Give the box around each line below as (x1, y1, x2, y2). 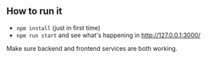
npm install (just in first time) (16, 23, 101, 32)
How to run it (6, 5, 62, 17)
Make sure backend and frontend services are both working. (6, 44, 178, 52)
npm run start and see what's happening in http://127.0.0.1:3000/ (16, 31, 200, 39)
